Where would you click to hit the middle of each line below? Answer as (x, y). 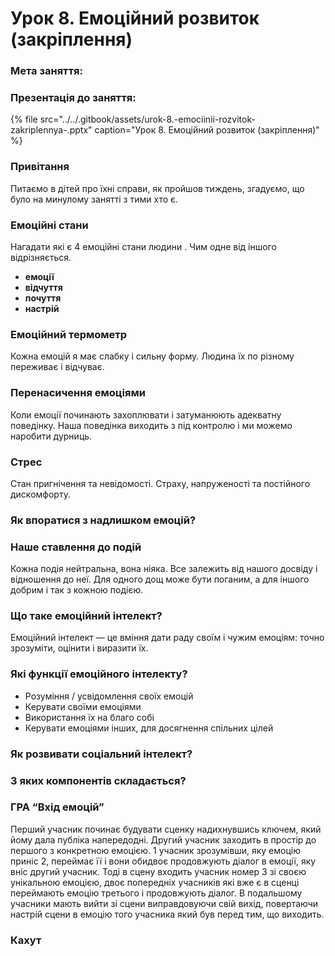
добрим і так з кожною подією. (77, 590)
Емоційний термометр (69, 334)
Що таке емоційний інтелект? (86, 616)
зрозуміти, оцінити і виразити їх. (79, 648)
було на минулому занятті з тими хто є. (94, 199)
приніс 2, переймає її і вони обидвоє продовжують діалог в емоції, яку (163, 861)
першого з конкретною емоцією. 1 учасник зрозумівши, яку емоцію (155, 850)
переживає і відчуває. (57, 367)
